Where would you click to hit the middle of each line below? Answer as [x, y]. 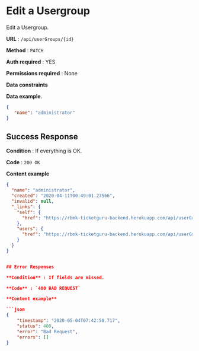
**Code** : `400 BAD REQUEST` [44, 288]
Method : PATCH [25, 50]
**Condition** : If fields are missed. [55, 277]
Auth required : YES [31, 62]
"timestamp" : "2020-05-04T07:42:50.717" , [68, 321]
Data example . [24, 96]
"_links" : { [26, 207]
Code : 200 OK [23, 162]
